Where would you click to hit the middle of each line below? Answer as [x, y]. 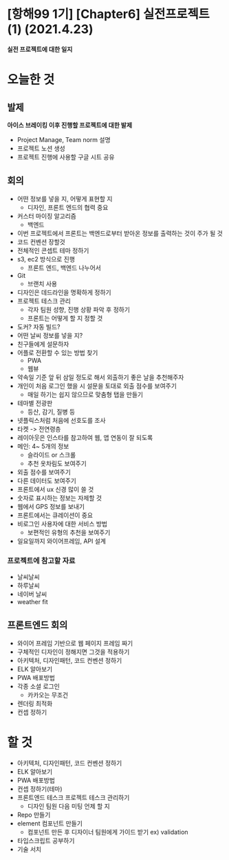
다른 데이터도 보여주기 [47, 481]
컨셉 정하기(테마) [40, 789]
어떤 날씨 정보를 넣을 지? [50, 335]
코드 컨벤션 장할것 [41, 241]
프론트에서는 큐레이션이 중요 [55, 515]
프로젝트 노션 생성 [41, 148]
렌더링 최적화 [35, 703]
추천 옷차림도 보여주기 [57, 463]
